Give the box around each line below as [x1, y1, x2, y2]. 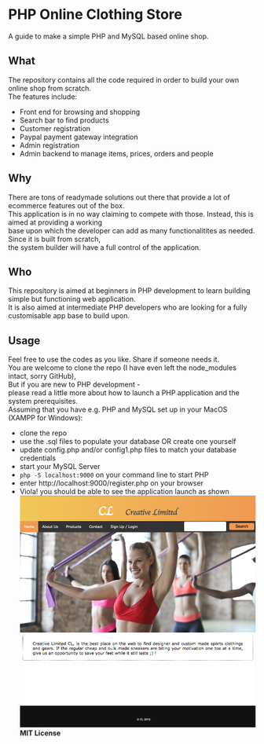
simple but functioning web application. [8, 295, 136, 304]
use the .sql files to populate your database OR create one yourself [19, 437, 236, 446]
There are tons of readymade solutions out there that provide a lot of [8, 192, 230, 202]
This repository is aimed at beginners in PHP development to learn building [8, 286, 251, 295]
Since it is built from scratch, [8, 234, 101, 244]
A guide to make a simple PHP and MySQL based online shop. [8, 31, 209, 41]
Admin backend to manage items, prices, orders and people [19, 148, 214, 158]
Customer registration [19, 123, 91, 133]
